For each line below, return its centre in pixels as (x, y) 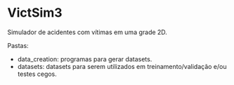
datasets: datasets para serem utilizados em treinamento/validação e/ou (122, 66)
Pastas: (18, 45)
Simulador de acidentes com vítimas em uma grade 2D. (87, 32)
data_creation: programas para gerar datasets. (85, 59)
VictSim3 (35, 13)
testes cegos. (37, 74)
